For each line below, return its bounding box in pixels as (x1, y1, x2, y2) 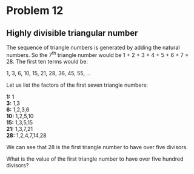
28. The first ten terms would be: (6, 58, 89, 65)
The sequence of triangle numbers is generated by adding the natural (6, 44, 180, 51)
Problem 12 (6, 4, 64, 18)
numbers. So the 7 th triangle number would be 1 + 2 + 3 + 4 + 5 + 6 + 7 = (6, 50, 189, 58)
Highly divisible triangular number (6, 28, 138, 38)
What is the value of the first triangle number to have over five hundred (6, 155, 184, 162)
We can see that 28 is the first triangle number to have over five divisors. (6, 143, 188, 150)
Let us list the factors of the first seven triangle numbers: (6, 81, 149, 89)
